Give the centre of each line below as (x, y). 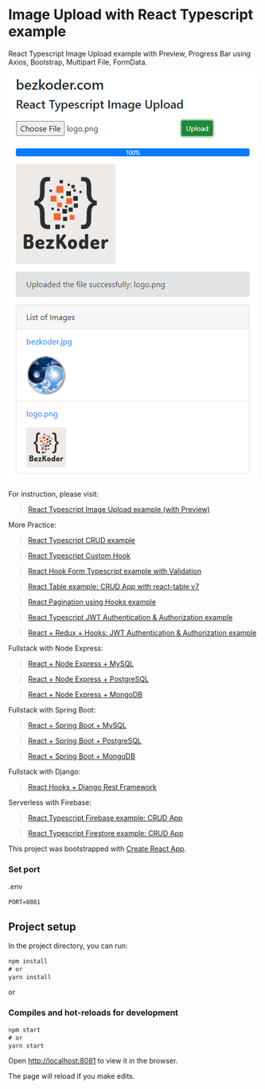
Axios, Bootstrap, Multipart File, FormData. (78, 62)
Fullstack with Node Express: (56, 648)
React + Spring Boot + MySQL (77, 725)
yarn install (30, 978)
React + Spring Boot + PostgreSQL (84, 740)
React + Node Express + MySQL (81, 663)
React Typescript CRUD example (81, 540)
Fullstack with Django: (45, 771)
